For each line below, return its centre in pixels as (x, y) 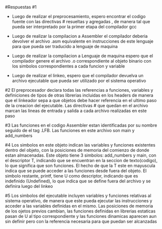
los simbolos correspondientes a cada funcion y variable (68, 66)
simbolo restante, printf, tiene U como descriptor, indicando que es (72, 176)
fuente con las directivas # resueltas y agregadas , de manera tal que (81, 22)
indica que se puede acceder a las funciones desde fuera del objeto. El (76, 171)
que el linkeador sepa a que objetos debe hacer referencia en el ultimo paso (81, 100)
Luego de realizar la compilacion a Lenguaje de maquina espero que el (82, 56)
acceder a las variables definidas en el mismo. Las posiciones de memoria (79, 206)
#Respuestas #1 (21, 7)
